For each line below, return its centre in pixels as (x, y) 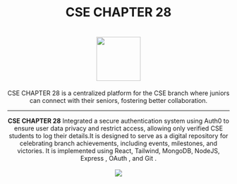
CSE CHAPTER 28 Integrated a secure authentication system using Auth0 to (119, 121)
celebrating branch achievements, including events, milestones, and (119, 143)
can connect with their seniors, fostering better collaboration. (119, 101)
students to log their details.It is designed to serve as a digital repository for (119, 136)
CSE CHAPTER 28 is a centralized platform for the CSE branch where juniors (119, 93)
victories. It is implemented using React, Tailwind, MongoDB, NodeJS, (119, 151)
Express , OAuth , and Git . (119, 159)
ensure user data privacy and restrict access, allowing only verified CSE (119, 128)
